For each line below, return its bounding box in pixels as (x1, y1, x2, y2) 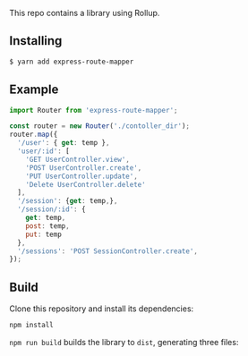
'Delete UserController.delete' (25, 180, 146, 189)
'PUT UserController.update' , (25, 172, 139, 181)
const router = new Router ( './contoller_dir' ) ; (9, 122, 191, 131)
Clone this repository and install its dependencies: (9, 303, 194, 314)
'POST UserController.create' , (25, 163, 142, 173)
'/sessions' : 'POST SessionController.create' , (17, 246, 199, 256)
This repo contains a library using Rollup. (9, 8, 160, 18)
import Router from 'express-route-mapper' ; (9, 106, 178, 114)
